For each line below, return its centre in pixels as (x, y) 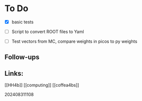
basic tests (22, 22)
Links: (14, 73)
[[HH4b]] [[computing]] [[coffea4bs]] (42, 85)
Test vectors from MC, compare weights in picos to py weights (74, 41)
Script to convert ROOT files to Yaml (48, 32)
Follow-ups (22, 57)
